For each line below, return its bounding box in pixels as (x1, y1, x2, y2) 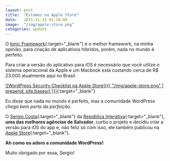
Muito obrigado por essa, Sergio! (5, 150, 75, 156)
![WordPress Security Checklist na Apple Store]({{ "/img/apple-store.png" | (5, 83, 164, 89)
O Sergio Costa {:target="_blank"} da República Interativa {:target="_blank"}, (5, 114, 165, 120)
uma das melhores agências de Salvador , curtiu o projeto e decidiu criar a (5, 119, 164, 125)
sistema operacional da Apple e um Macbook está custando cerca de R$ (5, 67, 159, 74)
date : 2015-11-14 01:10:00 (5, 17, 68, 22)
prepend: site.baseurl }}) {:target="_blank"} (5, 88, 96, 94)
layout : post (5, 7, 33, 13)
